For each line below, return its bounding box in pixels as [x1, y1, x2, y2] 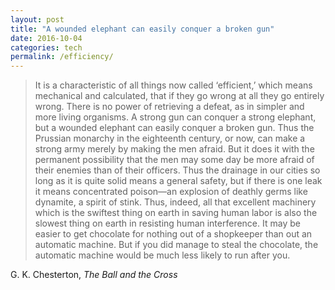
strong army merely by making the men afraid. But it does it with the [34, 143, 315, 155]
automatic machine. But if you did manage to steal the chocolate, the [34, 239, 319, 251]
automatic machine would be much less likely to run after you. [34, 249, 291, 261]
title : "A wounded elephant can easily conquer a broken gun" [10, 24, 275, 34]
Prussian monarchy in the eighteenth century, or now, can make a [34, 132, 306, 145]
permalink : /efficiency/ [10, 52, 114, 62]
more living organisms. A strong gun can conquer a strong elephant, [34, 111, 317, 123]
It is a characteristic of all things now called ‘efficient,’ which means [34, 79, 313, 91]
